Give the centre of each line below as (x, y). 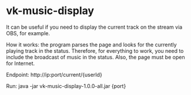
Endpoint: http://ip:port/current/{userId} (54, 74)
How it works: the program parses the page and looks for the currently (92, 45)
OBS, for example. (28, 33)
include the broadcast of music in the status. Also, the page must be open (95, 57)
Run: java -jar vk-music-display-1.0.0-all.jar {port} (66, 86)
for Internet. (21, 63)
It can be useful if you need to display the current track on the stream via (94, 27)
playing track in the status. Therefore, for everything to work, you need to (95, 50)
